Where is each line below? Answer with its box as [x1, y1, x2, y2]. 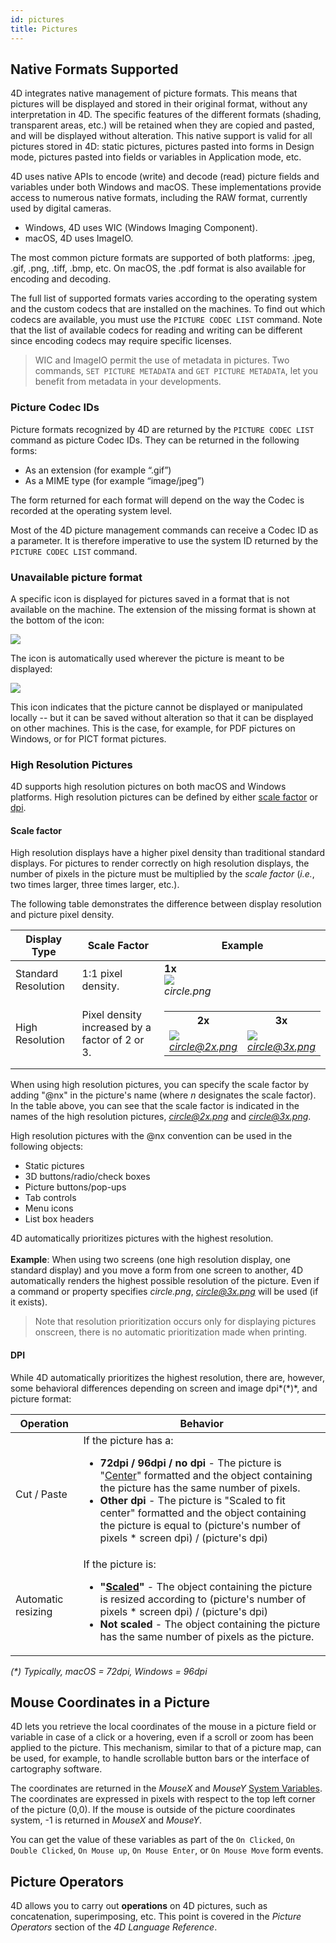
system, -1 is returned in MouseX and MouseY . [10, 1814, 203, 1826]
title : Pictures [10, 24, 78, 34]
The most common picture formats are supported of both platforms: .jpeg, [10, 252, 316, 264]
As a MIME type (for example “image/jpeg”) [24, 474, 205, 486]
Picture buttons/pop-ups [24, 1181, 127, 1193]
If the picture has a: [83, 1433, 174, 1447]
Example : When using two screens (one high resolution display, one [10, 1254, 291, 1266]
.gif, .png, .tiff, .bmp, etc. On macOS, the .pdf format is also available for [10, 262, 307, 275]
